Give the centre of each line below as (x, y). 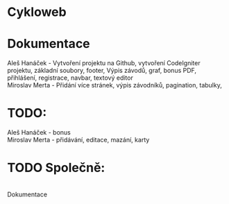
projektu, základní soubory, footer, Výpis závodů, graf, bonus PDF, (102, 71)
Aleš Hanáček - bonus (39, 133)
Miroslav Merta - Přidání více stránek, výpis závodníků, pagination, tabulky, (114, 85)
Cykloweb (37, 12)
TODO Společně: (56, 168)
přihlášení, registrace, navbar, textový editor (70, 78)
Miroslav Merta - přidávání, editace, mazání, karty (78, 140)
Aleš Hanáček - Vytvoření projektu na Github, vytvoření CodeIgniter (104, 63)
